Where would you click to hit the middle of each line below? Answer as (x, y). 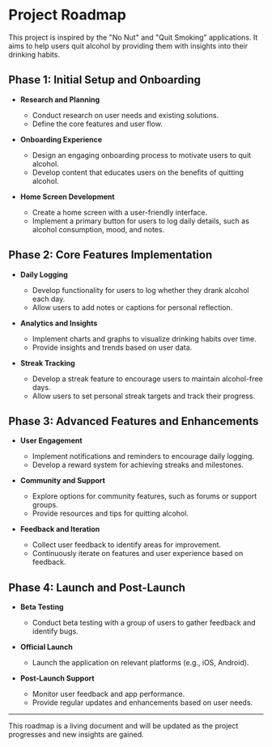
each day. (49, 299)
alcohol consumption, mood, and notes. (98, 229)
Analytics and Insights (59, 323)
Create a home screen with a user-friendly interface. (120, 212)
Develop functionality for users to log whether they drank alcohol (140, 290)
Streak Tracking (47, 363)
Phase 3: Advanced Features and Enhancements (134, 421)
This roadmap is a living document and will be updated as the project (123, 726)
